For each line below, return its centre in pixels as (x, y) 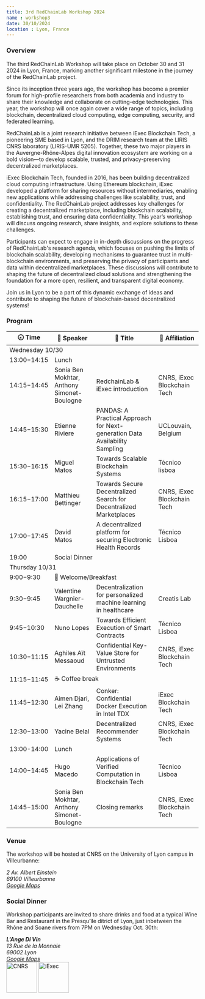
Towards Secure (120, 484)
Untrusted (110, 660)
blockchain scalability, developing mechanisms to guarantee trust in (92, 254)
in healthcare (115, 610)
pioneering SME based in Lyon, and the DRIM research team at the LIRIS (97, 140)
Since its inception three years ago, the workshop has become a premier (98, 89)
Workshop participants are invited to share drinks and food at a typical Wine (102, 915)
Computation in (118, 774)
